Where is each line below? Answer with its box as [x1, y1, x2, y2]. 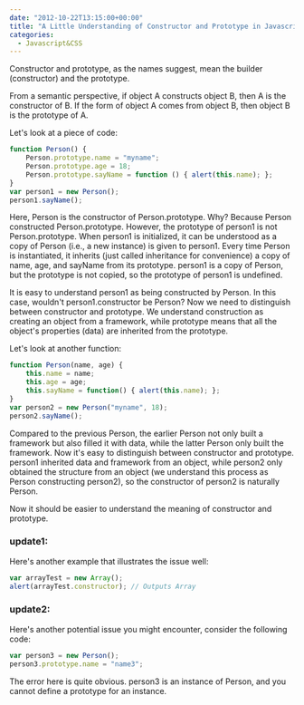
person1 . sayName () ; [9, 196, 83, 205]
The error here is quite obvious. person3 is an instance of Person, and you [9, 676, 287, 687]
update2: [9, 604, 51, 616]
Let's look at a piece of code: [9, 128, 119, 139]
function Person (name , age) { [9, 361, 124, 370]
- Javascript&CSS [17, 38, 83, 48]
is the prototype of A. [9, 110, 89, 121]
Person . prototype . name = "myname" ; [25, 153, 160, 163]
